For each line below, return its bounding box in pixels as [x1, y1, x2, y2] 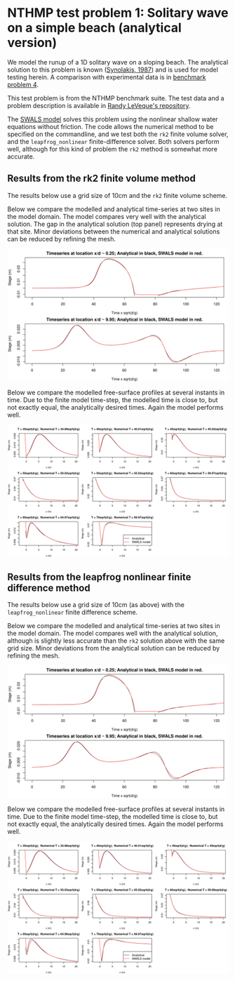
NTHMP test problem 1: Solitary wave [7, 5, 229, 21]
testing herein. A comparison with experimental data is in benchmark [7, 72, 206, 81]
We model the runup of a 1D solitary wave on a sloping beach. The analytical [7, 58, 229, 66]
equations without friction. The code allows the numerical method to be [7, 122, 214, 131]
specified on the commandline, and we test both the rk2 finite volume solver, [7, 130, 229, 138]
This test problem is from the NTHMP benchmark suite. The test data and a [7, 93, 224, 102]
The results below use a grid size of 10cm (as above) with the [7, 600, 184, 608]
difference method [7, 582, 90, 594]
